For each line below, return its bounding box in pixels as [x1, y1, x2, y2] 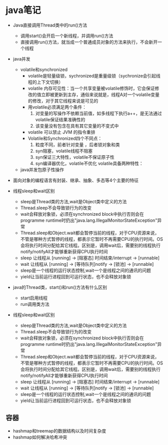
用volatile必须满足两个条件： [27, 104, 87, 110]
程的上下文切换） [27, 79, 63, 85]
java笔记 [5, 5, 41, 16]
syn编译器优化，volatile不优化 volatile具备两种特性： [35, 160, 144, 166]
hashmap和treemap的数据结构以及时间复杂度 [12, 427, 106, 433]
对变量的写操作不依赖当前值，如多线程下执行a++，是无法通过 [35, 110, 162, 116]
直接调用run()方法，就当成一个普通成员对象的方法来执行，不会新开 [20, 39, 158, 45]
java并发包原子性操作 [20, 166, 64, 173]
